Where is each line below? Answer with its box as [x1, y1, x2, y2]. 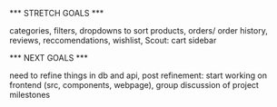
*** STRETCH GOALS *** [9, 8, 104, 18]
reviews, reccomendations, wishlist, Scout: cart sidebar [9, 35, 217, 45]
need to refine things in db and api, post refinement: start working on [9, 70, 268, 81]
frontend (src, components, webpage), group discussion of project [9, 80, 259, 90]
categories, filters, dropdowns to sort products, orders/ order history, [9, 25, 268, 35]
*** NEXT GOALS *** [9, 53, 89, 63]
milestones [9, 90, 51, 100]
